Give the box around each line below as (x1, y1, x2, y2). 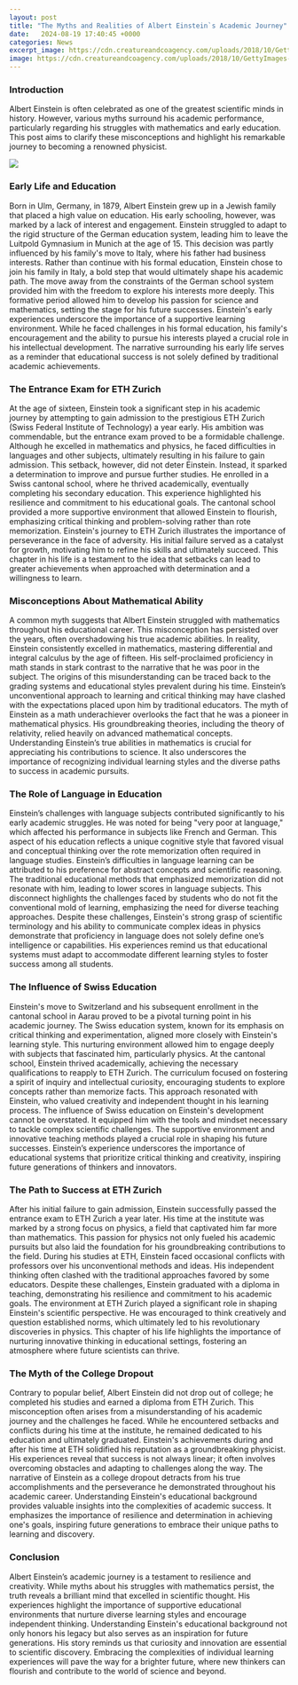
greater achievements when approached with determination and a (9, 563, 251, 573)
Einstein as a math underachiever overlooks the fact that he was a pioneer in (9, 709, 289, 720)
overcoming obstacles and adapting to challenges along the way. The (9, 1463, 263, 1474)
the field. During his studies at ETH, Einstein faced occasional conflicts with (9, 1251, 286, 1262)
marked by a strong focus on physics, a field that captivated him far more (9, 1223, 278, 1233)
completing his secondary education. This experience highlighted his (9, 487, 262, 498)
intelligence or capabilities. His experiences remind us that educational (9, 940, 268, 950)
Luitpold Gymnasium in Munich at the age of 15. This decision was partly (9, 238, 274, 248)
